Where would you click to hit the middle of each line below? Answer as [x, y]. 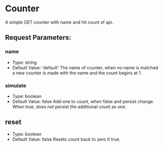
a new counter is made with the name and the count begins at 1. [77, 73]
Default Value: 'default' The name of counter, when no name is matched [85, 67]
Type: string [24, 62]
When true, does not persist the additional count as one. [69, 107]
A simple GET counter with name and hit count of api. [59, 22]
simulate [16, 86]
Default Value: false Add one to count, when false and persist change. [83, 101]
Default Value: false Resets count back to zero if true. [66, 139]
